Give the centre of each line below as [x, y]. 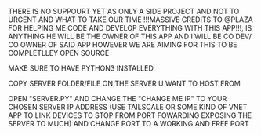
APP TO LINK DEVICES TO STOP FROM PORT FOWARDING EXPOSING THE [130, 115]
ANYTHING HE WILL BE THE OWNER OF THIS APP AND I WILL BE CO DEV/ [130, 36]
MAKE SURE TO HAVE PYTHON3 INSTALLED [81, 68]
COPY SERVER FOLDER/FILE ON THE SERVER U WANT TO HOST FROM [124, 83]
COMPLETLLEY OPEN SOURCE [59, 53]
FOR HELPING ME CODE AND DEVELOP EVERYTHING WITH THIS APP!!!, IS [130, 28]
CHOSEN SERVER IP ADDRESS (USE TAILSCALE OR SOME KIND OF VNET [128, 107]
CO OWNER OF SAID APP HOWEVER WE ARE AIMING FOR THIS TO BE [123, 45]
